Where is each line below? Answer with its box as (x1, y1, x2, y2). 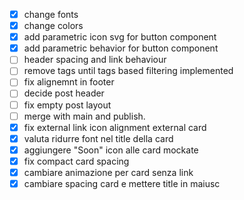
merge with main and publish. (23, 110, 146, 122)
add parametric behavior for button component (23, 42, 219, 54)
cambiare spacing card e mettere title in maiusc (23, 177, 221, 189)
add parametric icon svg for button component (23, 31, 217, 43)
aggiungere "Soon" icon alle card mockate (23, 144, 199, 156)
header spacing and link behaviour (23, 54, 167, 66)
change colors (23, 20, 84, 32)
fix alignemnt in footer (23, 76, 115, 88)
